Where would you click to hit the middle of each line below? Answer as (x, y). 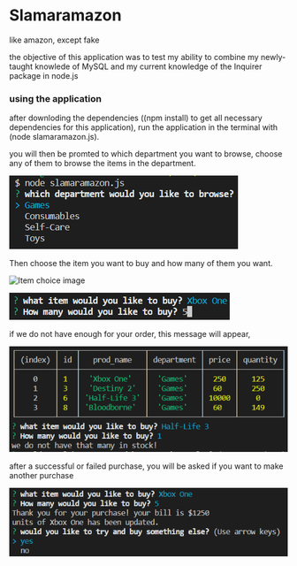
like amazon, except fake (54, 40)
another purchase (42, 476)
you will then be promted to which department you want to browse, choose (146, 154)
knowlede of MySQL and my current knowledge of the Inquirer (148, 66)
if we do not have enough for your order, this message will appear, (130, 334)
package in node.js (44, 75)
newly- (273, 57)
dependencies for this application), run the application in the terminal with (144, 127)
